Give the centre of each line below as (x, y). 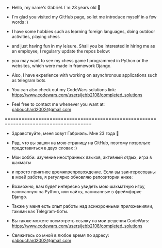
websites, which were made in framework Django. (62, 66)
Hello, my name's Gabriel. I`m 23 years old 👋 (56, 8)
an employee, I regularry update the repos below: (61, 51)
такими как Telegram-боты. (40, 211)
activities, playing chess (36, 37)
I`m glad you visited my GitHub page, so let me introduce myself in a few (84, 17)
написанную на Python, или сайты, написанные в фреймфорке (76, 191)
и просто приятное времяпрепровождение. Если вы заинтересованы (84, 172)
